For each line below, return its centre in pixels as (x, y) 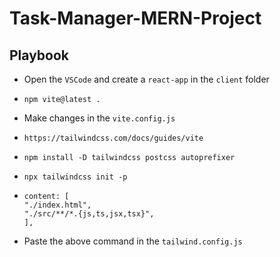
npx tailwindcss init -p (75, 177)
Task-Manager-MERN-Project (135, 18)
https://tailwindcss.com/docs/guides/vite (113, 138)
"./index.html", (57, 205)
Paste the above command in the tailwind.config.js (133, 241)
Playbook (39, 55)
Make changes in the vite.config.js (99, 118)
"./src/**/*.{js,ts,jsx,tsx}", (89, 214)
